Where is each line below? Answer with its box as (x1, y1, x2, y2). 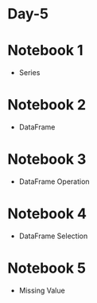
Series (18, 68, 41, 78)
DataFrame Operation (18, 177, 90, 186)
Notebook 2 (7, 96, 87, 114)
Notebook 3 (7, 150, 87, 169)
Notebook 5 (7, 259, 87, 277)
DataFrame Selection (18, 231, 88, 241)
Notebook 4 (7, 205, 87, 223)
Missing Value (18, 285, 65, 295)
